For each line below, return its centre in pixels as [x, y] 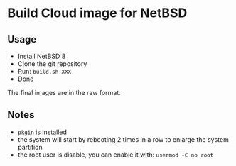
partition [30, 147]
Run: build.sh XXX [44, 71]
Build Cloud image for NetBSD [97, 13]
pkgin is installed [42, 132]
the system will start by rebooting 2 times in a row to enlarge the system [123, 139]
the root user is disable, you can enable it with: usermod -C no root [116, 155]
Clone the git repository [52, 64]
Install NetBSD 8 [42, 56]
